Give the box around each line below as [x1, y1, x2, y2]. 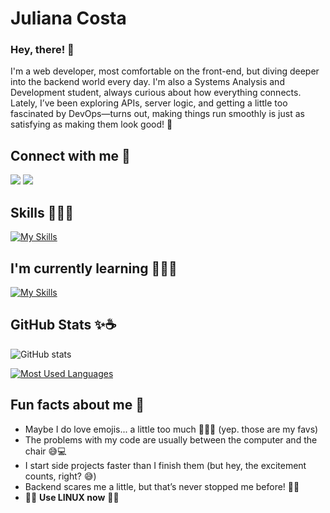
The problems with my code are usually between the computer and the [24, 433, 318, 446]
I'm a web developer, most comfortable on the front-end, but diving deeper [10, 65, 320, 77]
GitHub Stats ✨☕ [10, 317, 117, 334]
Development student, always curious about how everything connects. [10, 87, 302, 99]
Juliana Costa [10, 7, 127, 30]
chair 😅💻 [24, 445, 67, 457]
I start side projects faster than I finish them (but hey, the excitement [24, 459, 307, 471]
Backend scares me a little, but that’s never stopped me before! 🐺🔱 [24, 480, 300, 492]
